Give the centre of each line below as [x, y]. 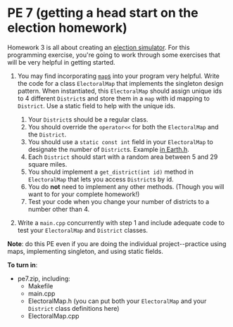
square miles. [48, 164]
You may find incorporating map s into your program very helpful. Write [118, 76]
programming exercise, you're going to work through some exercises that [114, 55]
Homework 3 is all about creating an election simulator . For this [99, 47]
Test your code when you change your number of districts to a [119, 201]
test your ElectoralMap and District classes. [83, 230]
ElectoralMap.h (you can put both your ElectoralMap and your [117, 301]
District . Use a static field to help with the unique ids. [96, 105]
